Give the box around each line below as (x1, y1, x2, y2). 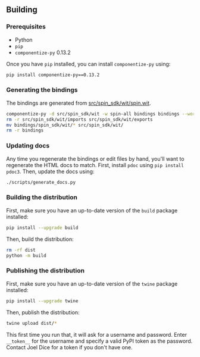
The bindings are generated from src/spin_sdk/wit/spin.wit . (6, 99, 151, 107)
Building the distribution (6, 193, 78, 202)
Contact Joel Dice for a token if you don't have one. (6, 343, 133, 350)
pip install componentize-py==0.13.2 (6, 71, 100, 78)
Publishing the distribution (6, 267, 85, 275)
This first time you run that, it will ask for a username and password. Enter (6, 331, 187, 338)
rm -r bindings (6, 127, 44, 133)
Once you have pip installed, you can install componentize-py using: (6, 60, 171, 67)
